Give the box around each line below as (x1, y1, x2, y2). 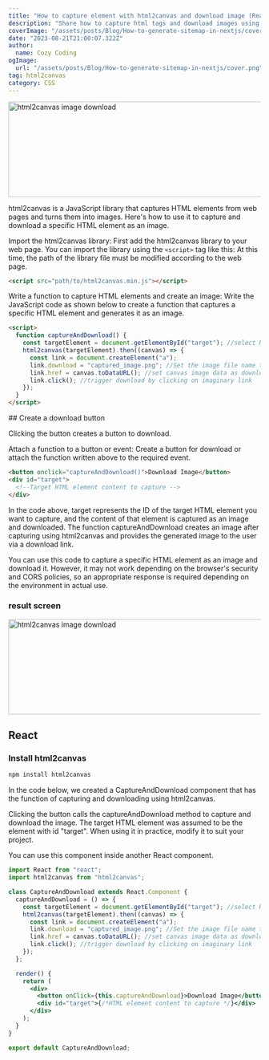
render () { (15, 969, 52, 977)
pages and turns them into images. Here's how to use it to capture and (8, 212, 241, 221)
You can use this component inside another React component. (8, 851, 214, 860)
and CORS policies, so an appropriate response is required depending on (8, 571, 250, 582)
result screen (8, 600, 62, 611)
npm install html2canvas (8, 771, 91, 779)
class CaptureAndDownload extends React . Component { (8, 888, 188, 896)
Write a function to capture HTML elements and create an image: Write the (8, 291, 255, 301)
